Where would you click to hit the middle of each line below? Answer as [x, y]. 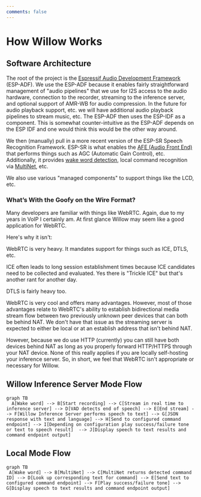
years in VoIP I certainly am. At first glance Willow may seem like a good [95, 219]
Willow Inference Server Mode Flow [74, 384]
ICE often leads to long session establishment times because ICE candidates [100, 267]
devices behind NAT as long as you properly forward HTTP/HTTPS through [99, 346]
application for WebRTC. [37, 225]
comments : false [26, 12]
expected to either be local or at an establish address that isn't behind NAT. [99, 328]
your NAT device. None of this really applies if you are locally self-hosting [97, 352]
